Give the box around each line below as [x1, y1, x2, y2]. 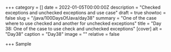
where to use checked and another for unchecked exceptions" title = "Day [5, 20, 162, 26]
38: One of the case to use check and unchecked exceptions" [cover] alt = [5, 26, 162, 32]
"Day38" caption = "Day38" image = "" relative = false [5, 31, 120, 37]
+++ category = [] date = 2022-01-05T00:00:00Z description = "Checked [5, 5, 161, 10]
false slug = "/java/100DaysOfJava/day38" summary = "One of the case [5, 15, 157, 21]
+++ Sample [5, 41, 32, 47]
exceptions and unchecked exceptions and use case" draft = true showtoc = [5, 10, 166, 16]
